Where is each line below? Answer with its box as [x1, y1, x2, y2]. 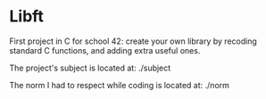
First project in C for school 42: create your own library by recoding [9, 36, 257, 46]
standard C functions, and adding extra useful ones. [9, 45, 201, 55]
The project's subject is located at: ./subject [9, 62, 171, 73]
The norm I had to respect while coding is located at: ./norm [9, 79, 230, 90]
